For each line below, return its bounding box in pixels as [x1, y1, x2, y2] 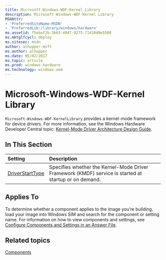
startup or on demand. [49, 176, 101, 183]
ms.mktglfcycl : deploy [5, 35, 52, 40]
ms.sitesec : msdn [5, 40, 41, 45]
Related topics [5, 236, 50, 245]
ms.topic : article [5, 58, 43, 63]
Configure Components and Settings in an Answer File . [5, 222, 117, 228]
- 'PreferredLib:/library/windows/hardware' [5, 26, 98, 31]
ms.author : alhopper [5, 49, 48, 54]
